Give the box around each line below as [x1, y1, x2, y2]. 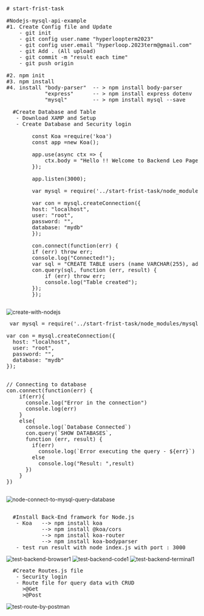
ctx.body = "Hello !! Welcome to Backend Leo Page [44, 157, 199, 164]
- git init [19, 30, 52, 36]
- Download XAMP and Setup [16, 115, 97, 121]
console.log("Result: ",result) [38, 460, 135, 467]
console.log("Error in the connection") [25, 400, 148, 406]
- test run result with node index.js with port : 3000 [16, 544, 186, 551]
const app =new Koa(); [32, 139, 100, 145]
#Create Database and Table [12, 109, 97, 115]
